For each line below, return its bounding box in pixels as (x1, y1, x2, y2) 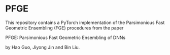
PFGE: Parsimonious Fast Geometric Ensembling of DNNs (5, 34, 126, 40)
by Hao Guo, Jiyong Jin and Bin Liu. (5, 44, 80, 50)
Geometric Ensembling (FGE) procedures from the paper (5, 24, 124, 30)
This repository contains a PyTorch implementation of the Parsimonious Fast (5, 19, 165, 25)
